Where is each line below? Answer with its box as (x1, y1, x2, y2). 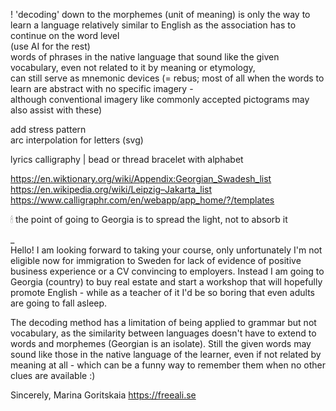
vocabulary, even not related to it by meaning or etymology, (10, 62, 256, 73)
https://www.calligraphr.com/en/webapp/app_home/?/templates (10, 194, 275, 206)
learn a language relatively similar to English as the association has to (10, 19, 297, 31)
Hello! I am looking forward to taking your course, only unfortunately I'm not (10, 244, 323, 256)
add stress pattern (10, 124, 87, 135)
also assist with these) (10, 104, 103, 116)
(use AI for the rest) (10, 40, 91, 52)
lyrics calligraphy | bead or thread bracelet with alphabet (10, 154, 244, 165)
